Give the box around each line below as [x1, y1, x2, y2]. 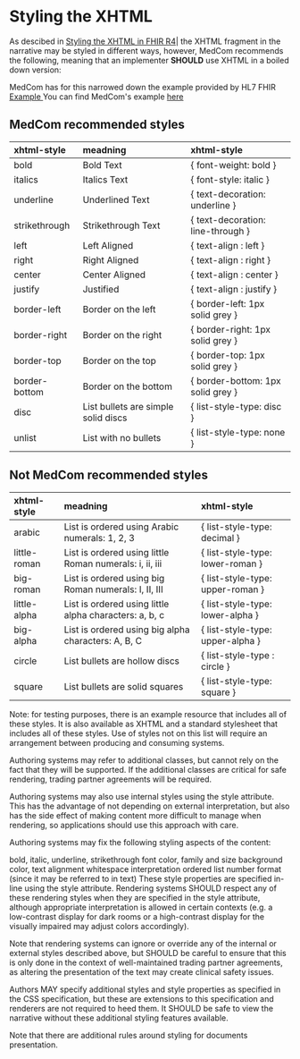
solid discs [82, 411, 128, 424]
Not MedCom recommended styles [9, 468, 208, 483]
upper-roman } [200, 583, 265, 596]
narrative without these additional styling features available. [9, 1012, 229, 1023]
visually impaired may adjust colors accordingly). [9, 920, 189, 931]
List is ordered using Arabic [63, 521, 179, 533]
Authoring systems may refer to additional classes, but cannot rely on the [9, 754, 279, 766]
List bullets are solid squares [63, 680, 184, 692]
